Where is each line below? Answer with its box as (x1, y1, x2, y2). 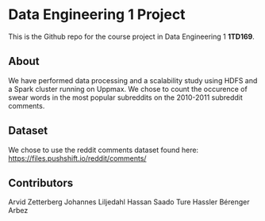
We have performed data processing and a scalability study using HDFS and (8, 75, 258, 85)
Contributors (8, 176, 74, 189)
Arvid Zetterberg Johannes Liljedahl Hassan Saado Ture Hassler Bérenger (8, 197, 250, 207)
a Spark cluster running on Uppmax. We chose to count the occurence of (8, 84, 248, 93)
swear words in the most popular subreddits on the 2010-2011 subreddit (8, 93, 244, 102)
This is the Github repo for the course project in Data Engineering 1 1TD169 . (8, 32, 255, 41)
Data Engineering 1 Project (8, 6, 186, 24)
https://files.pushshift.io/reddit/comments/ (8, 153, 147, 163)
